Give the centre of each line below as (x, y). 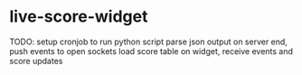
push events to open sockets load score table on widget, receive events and (151, 51)
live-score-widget (79, 17)
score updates (36, 61)
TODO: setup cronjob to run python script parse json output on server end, (148, 42)
